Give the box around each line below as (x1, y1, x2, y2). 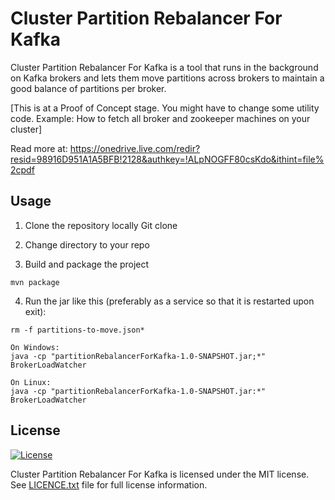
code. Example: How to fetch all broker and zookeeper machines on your (10, 112, 311, 124)
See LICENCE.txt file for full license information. (10, 478, 208, 491)
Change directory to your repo (24, 238, 150, 251)
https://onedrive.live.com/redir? (69, 142, 201, 154)
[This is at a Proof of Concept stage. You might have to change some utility (10, 102, 320, 114)
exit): (24, 305, 47, 317)
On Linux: (10, 377, 52, 387)
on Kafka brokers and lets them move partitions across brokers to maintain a (10, 72, 325, 84)
